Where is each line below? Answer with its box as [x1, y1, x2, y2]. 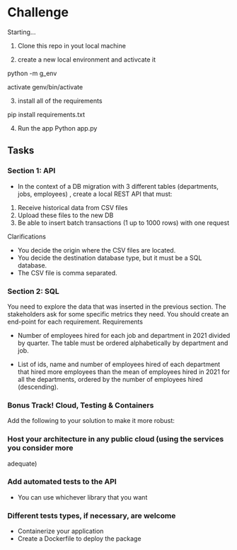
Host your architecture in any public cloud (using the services [7, 434, 224, 444]
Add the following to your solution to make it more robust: [7, 417, 175, 425]
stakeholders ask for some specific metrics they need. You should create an [7, 309, 229, 318]
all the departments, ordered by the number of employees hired [17, 375, 203, 383]
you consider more [7, 443, 74, 453]
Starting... [7, 28, 36, 36]
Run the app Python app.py [17, 123, 98, 132]
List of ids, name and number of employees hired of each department [17, 360, 221, 368]
